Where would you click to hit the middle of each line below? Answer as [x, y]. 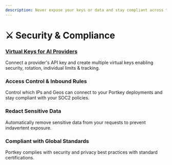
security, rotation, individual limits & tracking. [53, 68]
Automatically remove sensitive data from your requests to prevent [76, 122]
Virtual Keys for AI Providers [41, 51]
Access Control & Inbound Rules [46, 81]
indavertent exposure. [28, 128]
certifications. [20, 158]
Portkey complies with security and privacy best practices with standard [81, 152]
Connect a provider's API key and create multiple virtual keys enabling [79, 63]
